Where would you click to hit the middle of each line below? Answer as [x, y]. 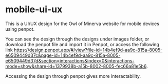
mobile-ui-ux [34, 9]
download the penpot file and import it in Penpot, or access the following [82, 44]
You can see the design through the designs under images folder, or [77, 39]
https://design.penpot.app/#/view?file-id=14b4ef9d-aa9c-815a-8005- [88, 50]
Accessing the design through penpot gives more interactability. [73, 76]
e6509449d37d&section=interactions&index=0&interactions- [70, 60]
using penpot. [20, 29]
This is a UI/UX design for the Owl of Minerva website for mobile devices [82, 24]
